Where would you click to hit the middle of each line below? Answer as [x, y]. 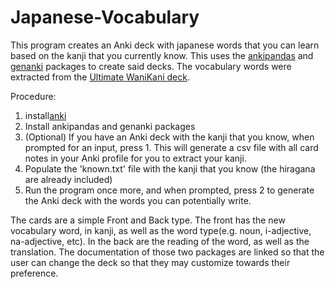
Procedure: [33, 96]
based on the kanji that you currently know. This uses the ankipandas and [162, 55]
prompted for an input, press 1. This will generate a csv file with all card [171, 147]
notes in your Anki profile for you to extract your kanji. [135, 158]
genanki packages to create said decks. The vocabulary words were [151, 66]
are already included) [68, 179]
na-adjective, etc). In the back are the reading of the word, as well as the [160, 241]
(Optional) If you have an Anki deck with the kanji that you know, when [169, 137]
